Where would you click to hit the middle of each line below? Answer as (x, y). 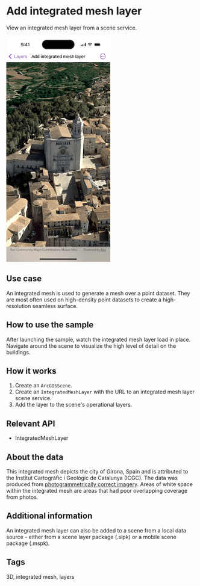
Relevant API (31, 423)
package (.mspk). (28, 543)
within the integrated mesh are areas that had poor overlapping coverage (97, 491)
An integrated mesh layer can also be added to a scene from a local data (96, 530)
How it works (31, 371)
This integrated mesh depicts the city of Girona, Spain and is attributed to (97, 471)
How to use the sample (50, 325)
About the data (35, 457)
